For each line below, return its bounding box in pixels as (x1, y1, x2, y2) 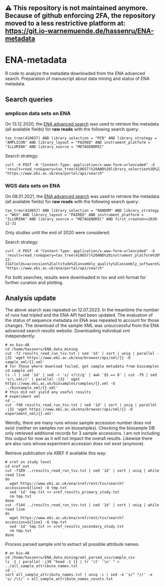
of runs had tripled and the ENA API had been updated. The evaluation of (5, 312, 153, 318)
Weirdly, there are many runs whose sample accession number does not (5, 420, 151, 426)
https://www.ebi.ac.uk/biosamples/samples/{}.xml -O (5, 381, 115, 386)
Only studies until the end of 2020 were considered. (5, 230, 110, 236)
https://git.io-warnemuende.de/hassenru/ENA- (5, 27, 154, 35)
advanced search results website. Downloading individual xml (5, 328, 130, 334)
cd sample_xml (5, 368, 34, 373)
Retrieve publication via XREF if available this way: (5, 450, 107, 456)
